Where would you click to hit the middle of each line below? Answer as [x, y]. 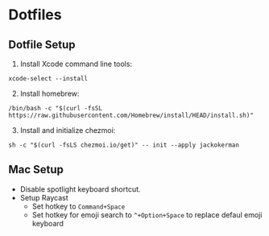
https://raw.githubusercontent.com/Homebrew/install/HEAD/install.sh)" [131, 115]
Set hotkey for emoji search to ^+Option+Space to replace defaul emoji [147, 214]
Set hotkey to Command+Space [79, 206]
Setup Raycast [44, 197]
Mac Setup [36, 170]
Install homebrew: [50, 93]
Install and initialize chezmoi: [68, 130]
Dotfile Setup [42, 45]
